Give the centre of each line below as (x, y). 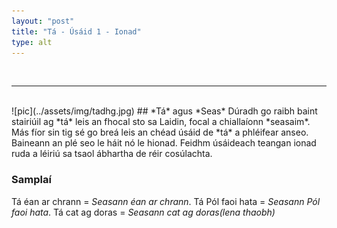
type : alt (32, 42)
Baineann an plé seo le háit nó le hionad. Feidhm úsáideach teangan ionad (164, 143)
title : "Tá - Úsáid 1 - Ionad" (76, 31)
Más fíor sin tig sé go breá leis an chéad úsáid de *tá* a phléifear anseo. (160, 132)
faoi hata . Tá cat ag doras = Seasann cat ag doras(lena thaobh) (143, 212)
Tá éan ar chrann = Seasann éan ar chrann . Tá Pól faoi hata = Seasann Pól (166, 201)
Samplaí (31, 180)
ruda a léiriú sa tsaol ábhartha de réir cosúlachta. (112, 154)
